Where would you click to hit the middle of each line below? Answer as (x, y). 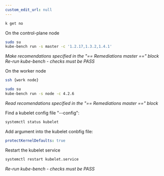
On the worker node (26, 71)
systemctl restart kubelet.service (42, 159)
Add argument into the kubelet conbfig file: (49, 131)
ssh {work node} (22, 80)
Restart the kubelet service (33, 150)
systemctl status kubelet (32, 122)
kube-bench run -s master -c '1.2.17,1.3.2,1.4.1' (59, 47)
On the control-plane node (32, 33)
